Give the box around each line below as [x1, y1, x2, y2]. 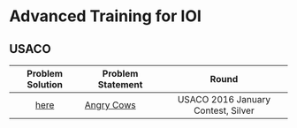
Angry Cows [84, 99, 136, 111]
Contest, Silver [193, 104, 255, 117]
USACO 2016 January [177, 94, 271, 105]
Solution [27, 79, 64, 90]
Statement [97, 79, 143, 90]
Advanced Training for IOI [9, 6, 202, 26]
